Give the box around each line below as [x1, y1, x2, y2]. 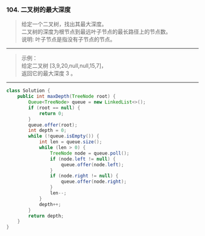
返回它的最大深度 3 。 [21, 70, 76, 77]
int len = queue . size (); [38, 139, 103, 145]
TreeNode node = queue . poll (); [49, 150, 130, 157]
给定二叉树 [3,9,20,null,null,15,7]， [21, 62, 107, 70]
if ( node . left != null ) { [49, 156, 116, 162]
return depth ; [28, 213, 64, 219]
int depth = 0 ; [28, 127, 67, 134]
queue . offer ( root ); [28, 122, 78, 128]
